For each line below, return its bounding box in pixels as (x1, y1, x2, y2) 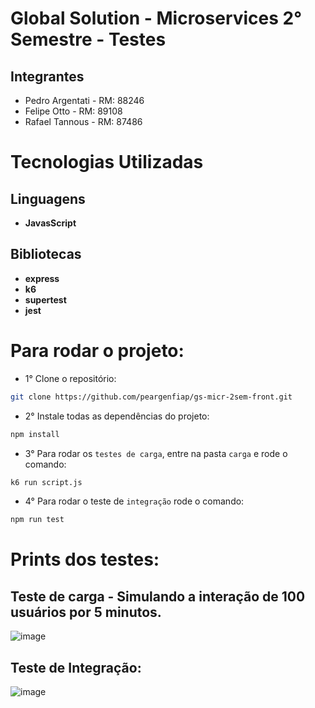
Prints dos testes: (10, 548, 160, 571)
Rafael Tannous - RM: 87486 (24, 116, 143, 127)
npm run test (10, 515, 65, 525)
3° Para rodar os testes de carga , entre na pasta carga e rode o (24, 447, 288, 459)
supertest (24, 293, 67, 306)
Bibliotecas (10, 246, 82, 263)
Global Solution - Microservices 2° (10, 7, 303, 30)
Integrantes (10, 68, 85, 85)
